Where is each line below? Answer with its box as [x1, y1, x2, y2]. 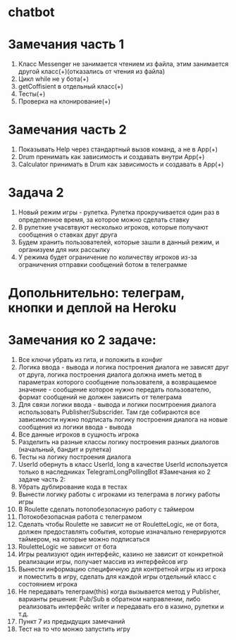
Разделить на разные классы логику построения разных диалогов [18, 438, 219, 446]
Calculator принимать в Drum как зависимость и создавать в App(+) [18, 160, 224, 169]
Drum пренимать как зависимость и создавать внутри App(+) [18, 153, 205, 161]
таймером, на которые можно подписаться [18, 535, 150, 544]
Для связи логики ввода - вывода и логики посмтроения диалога [18, 401, 217, 409]
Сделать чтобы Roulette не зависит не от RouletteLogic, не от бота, [18, 520, 219, 529]
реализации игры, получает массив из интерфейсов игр [18, 558, 188, 566]
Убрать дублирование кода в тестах [18, 483, 128, 491]
